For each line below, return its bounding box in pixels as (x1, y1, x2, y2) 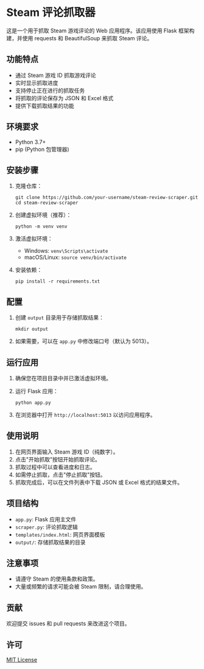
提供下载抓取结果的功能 (15, 102, 74, 109)
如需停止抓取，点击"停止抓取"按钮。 (15, 471, 106, 478)
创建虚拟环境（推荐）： (15, 211, 72, 219)
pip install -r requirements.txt (15, 278, 100, 284)
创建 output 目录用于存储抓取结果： (15, 314, 105, 321)
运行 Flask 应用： (15, 388, 59, 394)
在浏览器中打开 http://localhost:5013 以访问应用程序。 (15, 411, 157, 418)
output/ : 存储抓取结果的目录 (15, 538, 86, 546)
